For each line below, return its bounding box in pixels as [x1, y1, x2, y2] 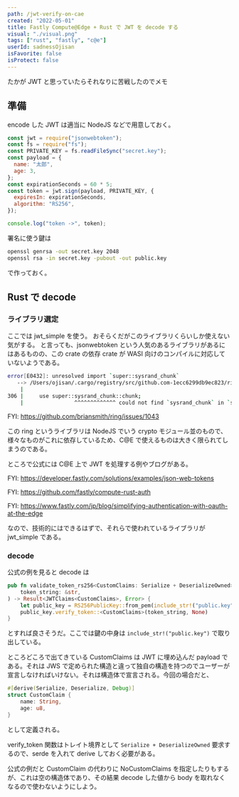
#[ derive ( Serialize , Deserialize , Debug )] [7, 685, 135, 692]
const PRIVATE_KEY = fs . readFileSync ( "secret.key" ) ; [7, 147, 167, 155]
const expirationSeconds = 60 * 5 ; [7, 181, 113, 188]
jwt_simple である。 [7, 532, 65, 541]
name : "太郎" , [14, 161, 53, 168]
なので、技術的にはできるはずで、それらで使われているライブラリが [7, 524, 206, 532]
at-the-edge [7, 509, 43, 517]
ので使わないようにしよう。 [19, 782, 101, 791]
